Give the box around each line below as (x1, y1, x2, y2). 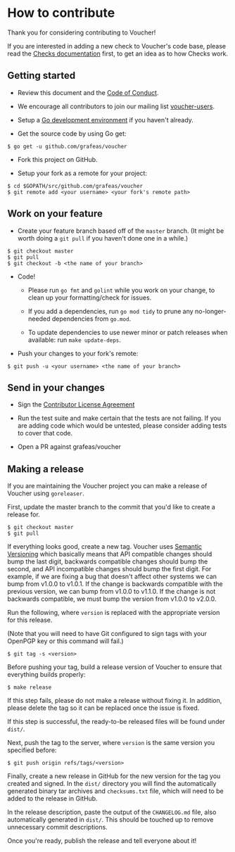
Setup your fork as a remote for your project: (17, 169, 148, 177)
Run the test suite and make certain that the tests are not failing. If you (17, 414, 222, 423)
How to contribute (7, 5, 115, 21)
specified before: (7, 746, 57, 754)
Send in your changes (7, 381, 106, 393)
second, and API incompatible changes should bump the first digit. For (7, 565, 212, 573)
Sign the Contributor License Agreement (17, 400, 135, 409)
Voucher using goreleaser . (7, 489, 84, 497)
